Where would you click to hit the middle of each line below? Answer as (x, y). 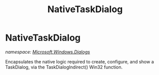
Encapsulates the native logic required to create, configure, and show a (80, 61)
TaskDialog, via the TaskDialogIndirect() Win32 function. (64, 67)
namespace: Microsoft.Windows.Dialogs (48, 52)
